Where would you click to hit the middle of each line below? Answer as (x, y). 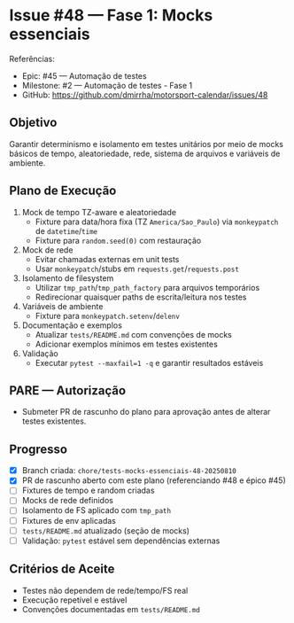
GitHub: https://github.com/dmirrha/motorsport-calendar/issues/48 (145, 95)
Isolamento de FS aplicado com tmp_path (96, 510)
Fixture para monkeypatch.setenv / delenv (107, 315)
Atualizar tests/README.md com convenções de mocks (133, 334)
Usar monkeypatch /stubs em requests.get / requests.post (137, 269)
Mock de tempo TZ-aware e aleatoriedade (99, 212)
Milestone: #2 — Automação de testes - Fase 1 (107, 85)
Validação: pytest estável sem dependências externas (121, 541)
